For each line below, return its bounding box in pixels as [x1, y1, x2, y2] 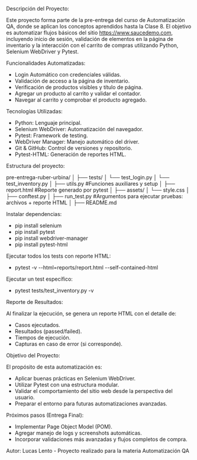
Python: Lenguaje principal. [14, 119, 82, 126]
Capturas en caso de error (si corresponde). [14, 341, 123, 347]
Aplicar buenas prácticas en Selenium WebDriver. [14, 375, 136, 382]
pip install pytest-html [14, 241, 68, 248]
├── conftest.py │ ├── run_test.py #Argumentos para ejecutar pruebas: [6, 193, 183, 199]
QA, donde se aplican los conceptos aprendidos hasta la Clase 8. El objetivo [6, 23, 192, 30]
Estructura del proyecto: [6, 163, 65, 169]
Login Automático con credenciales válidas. [14, 71, 121, 78]
